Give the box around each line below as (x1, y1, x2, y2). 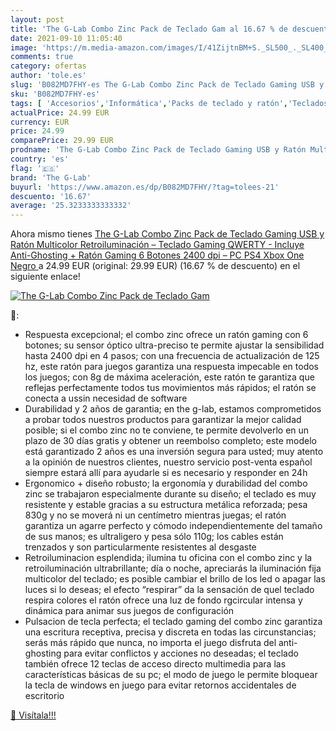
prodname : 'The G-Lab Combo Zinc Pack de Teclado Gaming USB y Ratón (10, 145, 307, 155)
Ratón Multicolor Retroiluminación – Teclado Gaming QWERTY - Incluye (10, 239, 305, 251)
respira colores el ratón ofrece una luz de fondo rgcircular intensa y (24, 594, 303, 606)
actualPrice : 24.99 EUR (10, 107, 110, 118)
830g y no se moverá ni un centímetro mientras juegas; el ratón (24, 509, 287, 521)
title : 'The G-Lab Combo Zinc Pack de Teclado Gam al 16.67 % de (10, 24, 288, 34)
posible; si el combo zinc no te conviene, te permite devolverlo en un (24, 424, 310, 436)
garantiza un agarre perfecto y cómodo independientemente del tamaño (24, 520, 323, 532)
